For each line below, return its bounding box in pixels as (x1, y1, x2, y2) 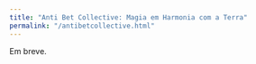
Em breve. (9, 45, 47, 56)
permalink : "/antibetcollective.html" (9, 21, 155, 30)
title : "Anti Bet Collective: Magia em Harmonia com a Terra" (9, 12, 248, 22)
